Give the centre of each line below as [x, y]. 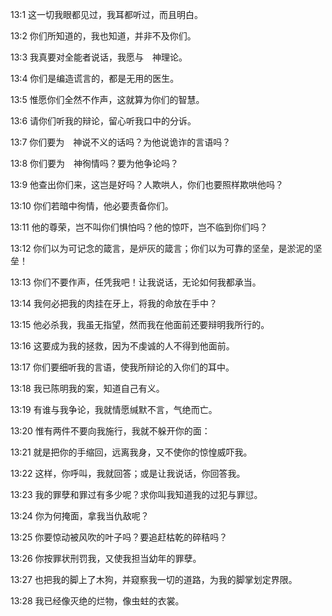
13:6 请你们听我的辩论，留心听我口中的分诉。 [103, 121]
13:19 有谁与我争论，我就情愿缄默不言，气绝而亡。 [114, 409]
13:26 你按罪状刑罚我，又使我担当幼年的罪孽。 [106, 558]
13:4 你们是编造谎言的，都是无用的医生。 [95, 78]
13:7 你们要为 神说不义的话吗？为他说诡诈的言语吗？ [121, 142]
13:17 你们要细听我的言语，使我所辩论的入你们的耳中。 [122, 367]
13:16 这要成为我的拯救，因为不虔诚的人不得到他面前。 [122, 346]
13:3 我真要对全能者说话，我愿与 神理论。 [99, 57]
